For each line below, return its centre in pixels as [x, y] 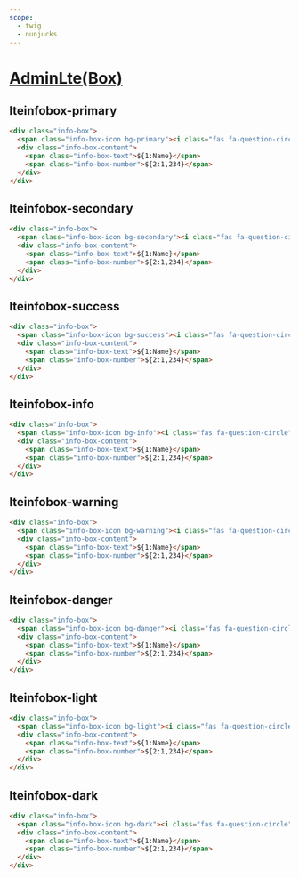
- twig [29, 26]
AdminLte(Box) [66, 78]
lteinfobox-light [53, 698]
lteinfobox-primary [63, 111]
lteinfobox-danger [61, 600]
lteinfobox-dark [54, 796]
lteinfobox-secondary [71, 209]
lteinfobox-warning [64, 502]
